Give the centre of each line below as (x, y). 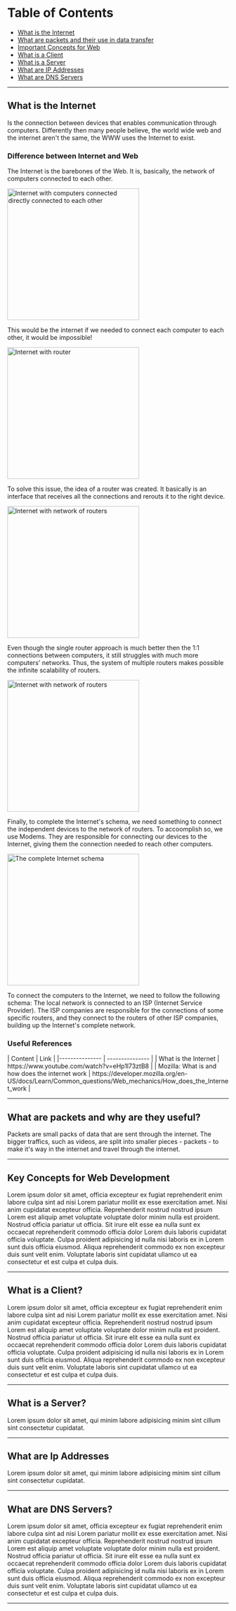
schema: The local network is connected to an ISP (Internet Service (105, 1003)
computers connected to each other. (60, 179)
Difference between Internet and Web (73, 156)
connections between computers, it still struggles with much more (103, 655)
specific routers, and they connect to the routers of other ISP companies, (113, 1018)
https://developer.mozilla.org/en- (140, 1074)
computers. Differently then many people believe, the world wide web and (114, 130)
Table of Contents (60, 13)
